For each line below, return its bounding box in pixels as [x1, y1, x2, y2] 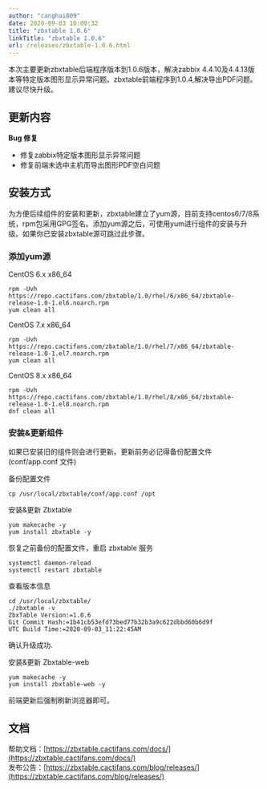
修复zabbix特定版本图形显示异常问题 [19, 150, 141, 160]
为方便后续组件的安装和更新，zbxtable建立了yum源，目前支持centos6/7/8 [8, 208, 253, 218]
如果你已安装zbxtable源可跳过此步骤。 [22, 229, 150, 238]
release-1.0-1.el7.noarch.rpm [8, 350, 110, 358]
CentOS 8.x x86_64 [8, 370, 72, 381]
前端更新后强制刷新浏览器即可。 [8, 695, 114, 706]
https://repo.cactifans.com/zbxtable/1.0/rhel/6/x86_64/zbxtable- [8, 292, 235, 301]
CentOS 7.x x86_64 [8, 320, 71, 330]
